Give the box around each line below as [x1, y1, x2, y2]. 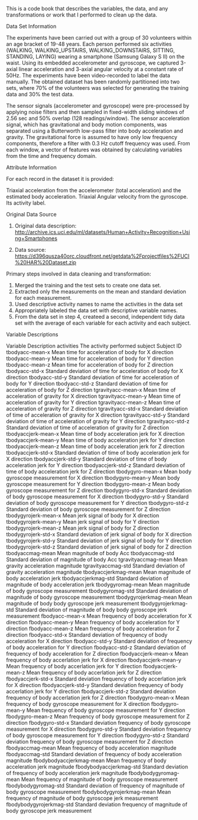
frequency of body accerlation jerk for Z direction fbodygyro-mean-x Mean [6, 694, 190, 701]
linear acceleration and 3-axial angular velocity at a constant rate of [18, 66, 184, 73]
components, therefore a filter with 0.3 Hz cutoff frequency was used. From [6, 140, 190, 147]
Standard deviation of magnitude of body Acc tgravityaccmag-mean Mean [6, 556, 188, 563]
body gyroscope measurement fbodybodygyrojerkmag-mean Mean [6, 789, 171, 795]
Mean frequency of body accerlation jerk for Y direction [6, 663, 142, 670]
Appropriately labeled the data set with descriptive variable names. [14, 307, 178, 314]
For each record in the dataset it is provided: [6, 176, 114, 182]
